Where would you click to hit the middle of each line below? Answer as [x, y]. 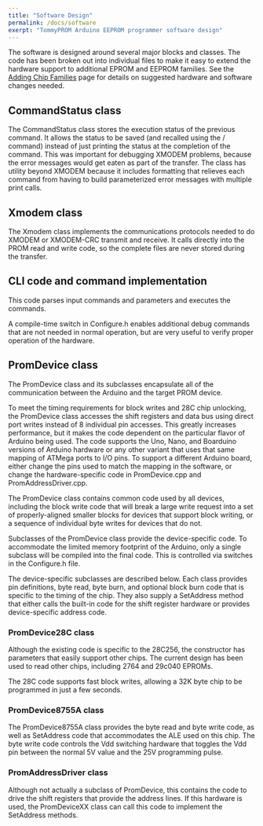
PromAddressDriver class [58, 773]
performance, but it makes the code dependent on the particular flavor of [127, 432]
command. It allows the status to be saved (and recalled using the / [117, 138]
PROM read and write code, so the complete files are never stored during [126, 248]
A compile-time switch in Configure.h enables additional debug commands [129, 324]
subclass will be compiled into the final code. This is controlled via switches [131, 555]
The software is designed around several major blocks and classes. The [124, 53]
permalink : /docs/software [52, 23]
